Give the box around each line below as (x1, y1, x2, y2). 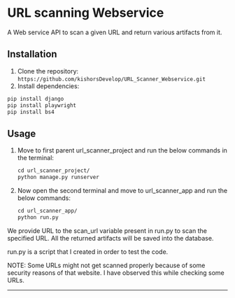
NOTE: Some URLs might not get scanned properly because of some (7, 261, 206, 269)
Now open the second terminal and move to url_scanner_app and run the (17, 186, 228, 194)
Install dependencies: (17, 82, 80, 90)
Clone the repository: (17, 66, 79, 75)
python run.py (17, 213, 59, 221)
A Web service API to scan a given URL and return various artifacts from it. (7, 28, 222, 36)
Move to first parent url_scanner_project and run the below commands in (17, 146, 227, 155)
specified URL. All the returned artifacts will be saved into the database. (7, 234, 214, 242)
